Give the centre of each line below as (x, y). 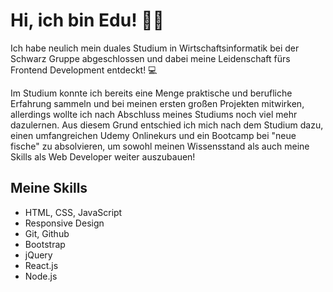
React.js (41, 265)
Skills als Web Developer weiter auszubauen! (103, 156)
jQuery (38, 255)
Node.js (41, 276)
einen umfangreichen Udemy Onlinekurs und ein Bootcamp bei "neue (153, 135)
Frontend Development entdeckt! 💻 (84, 70)
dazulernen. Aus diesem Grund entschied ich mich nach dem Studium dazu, (167, 125)
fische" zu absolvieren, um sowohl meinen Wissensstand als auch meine (160, 146)
